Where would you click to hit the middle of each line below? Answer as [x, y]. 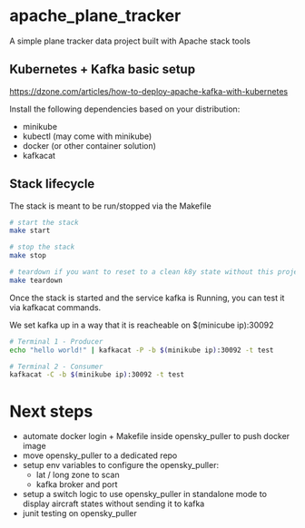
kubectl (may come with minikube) [87, 136]
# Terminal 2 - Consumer [56, 367]
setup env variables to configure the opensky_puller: [121, 465]
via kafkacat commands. [55, 307]
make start [30, 231]
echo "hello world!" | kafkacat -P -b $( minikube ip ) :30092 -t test [142, 350]
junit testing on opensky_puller [80, 513]
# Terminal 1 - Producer [56, 341]
